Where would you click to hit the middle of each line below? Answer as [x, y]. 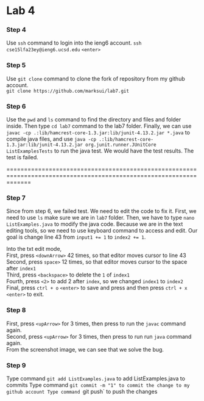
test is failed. [22, 157]
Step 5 [16, 65]
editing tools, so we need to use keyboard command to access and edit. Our [102, 231]
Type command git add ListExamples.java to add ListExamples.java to [96, 378]
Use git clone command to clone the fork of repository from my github [96, 78]
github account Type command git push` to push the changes [82, 391]
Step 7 [16, 198]
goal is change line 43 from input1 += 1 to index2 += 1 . [76, 237]
